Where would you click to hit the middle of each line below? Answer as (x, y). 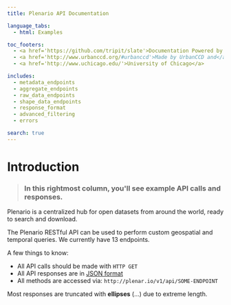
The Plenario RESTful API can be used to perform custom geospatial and (110, 232)
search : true (26, 133)
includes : (21, 76)
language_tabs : (29, 26)
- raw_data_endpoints (44, 95)
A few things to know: (38, 253)
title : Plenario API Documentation (58, 13)
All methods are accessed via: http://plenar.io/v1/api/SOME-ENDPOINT (118, 281)
